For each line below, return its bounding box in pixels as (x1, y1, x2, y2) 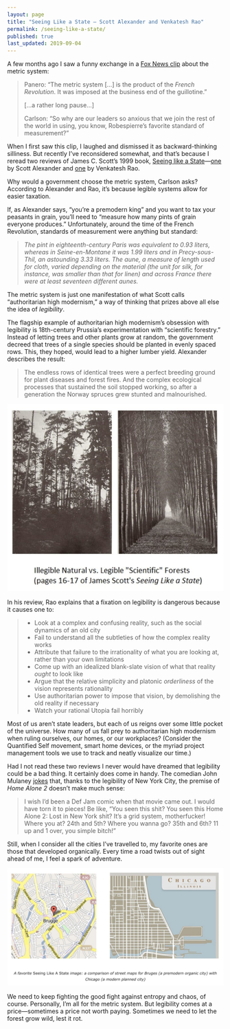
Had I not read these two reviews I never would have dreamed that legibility (7, 762, 221, 770)
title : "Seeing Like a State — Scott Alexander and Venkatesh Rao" (7, 18, 205, 25)
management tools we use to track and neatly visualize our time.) (7, 749, 192, 757)
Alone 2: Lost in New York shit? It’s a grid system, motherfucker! (23, 812, 206, 820)
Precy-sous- (178, 248, 214, 256)
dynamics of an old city (34, 626, 101, 634)
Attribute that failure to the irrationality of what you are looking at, (34, 648, 220, 656)
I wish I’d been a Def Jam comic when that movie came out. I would (23, 797, 215, 806)
